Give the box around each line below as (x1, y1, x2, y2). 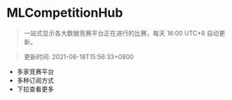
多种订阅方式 (16, 76, 54, 85)
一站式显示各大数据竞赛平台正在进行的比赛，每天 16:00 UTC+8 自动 (23, 29, 219, 37)
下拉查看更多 (16, 85, 54, 93)
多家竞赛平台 (16, 67, 54, 76)
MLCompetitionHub (6, 5, 123, 21)
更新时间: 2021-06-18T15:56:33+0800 (23, 52, 134, 61)
